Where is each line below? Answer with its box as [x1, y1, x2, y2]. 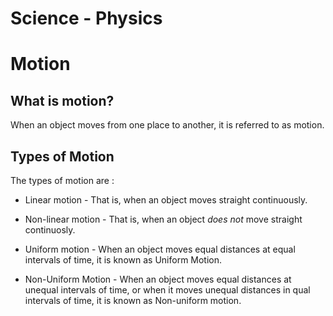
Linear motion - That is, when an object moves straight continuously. [24, 194, 308, 206]
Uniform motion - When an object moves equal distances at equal [24, 243, 296, 255]
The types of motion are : [10, 175, 115, 186]
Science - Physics [10, 7, 163, 30]
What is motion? [10, 92, 115, 109]
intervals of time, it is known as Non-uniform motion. [24, 295, 242, 306]
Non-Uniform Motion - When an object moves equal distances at [24, 273, 292, 285]
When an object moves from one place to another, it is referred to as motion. [10, 119, 325, 131]
